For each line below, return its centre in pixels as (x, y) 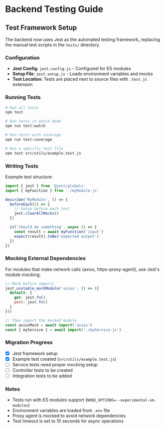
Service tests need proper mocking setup (55, 364)
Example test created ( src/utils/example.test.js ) (64, 359)
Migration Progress (29, 342)
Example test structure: (29, 177)
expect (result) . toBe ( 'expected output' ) (57, 236)
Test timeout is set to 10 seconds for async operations (68, 421)
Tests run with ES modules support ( (50, 400)
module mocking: (23, 275)
